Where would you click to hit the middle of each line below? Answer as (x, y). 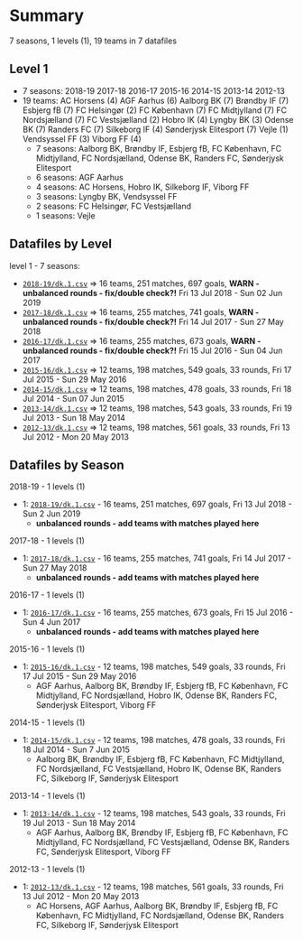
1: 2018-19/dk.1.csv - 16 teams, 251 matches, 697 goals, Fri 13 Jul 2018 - (157, 504)
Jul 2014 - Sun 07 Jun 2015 (73, 398)
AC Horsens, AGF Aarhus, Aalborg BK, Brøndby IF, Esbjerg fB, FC (157, 906)
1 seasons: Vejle (66, 215)
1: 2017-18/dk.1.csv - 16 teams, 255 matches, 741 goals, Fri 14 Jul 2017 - (156, 558)
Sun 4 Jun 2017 (51, 622)
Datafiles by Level (61, 244)
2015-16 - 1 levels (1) (47, 649)
